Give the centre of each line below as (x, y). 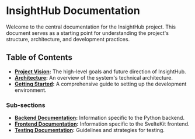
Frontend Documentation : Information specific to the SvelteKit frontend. (102, 124)
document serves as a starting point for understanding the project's (88, 33)
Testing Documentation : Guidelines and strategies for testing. (90, 130)
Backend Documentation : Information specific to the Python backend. (100, 118)
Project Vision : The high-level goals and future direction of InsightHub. (100, 72)
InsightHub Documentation (73, 11)
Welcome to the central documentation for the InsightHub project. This (91, 27)
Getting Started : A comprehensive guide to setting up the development (100, 84)
